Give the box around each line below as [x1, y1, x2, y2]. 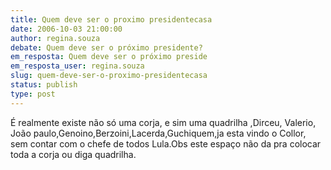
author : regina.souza [10, 33, 101, 43]
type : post [10, 89, 56, 99]
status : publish [10, 80, 78, 90]
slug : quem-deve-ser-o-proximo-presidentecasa [10, 71, 208, 81]
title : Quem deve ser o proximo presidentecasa [10, 14, 213, 25]
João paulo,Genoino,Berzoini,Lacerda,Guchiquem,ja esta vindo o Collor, [10, 127, 307, 139]
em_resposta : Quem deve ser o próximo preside [10, 52, 208, 62]
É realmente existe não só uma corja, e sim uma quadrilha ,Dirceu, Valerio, [10, 116, 317, 128]
